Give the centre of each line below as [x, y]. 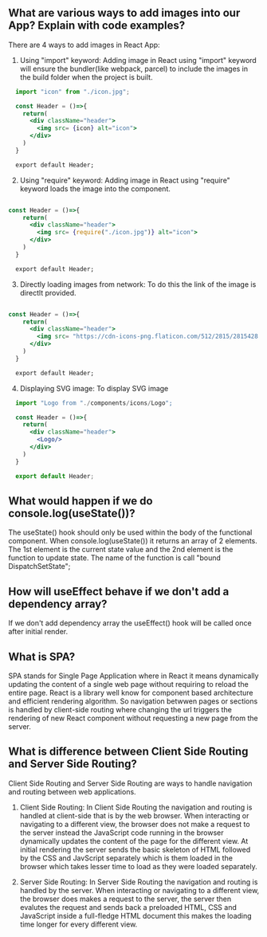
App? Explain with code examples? [97, 26]
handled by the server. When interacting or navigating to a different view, [139, 890]
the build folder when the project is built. [86, 77]
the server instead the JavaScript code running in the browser [122, 833]
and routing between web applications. [73, 791]
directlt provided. [48, 292]
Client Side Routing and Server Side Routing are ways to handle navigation [130, 783]
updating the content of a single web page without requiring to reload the [128, 684]
